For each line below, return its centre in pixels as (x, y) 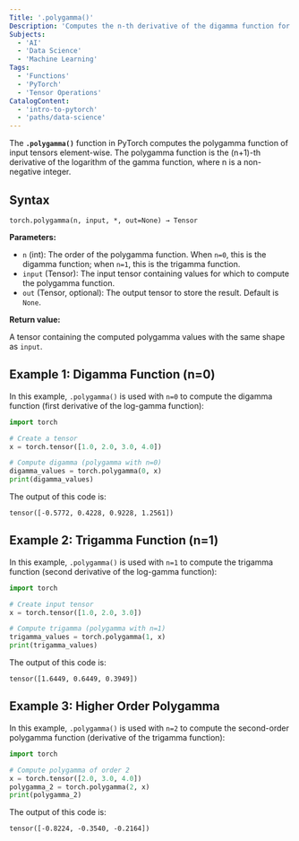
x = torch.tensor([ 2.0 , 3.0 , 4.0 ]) (76, 778)
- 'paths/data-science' (61, 117)
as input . (26, 346)
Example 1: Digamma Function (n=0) (112, 374)
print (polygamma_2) (46, 795)
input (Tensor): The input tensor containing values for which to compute (155, 273)
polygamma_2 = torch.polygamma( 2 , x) (80, 787)
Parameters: (33, 237)
